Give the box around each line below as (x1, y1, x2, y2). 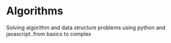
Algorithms (6, 4, 64, 18)
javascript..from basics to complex (6, 30, 92, 37)
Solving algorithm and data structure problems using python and (6, 24, 166, 31)
